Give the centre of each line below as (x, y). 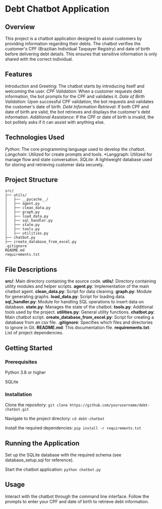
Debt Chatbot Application (57, 9)
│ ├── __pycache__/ (27, 199)
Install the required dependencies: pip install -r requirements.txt (73, 428)
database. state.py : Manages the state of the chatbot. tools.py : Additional (79, 307)
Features (19, 74)
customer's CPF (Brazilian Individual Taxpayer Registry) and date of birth (78, 49)
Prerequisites (21, 361)
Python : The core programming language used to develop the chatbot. (75, 149)
